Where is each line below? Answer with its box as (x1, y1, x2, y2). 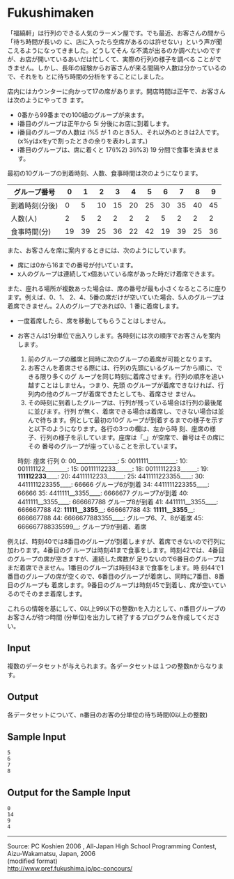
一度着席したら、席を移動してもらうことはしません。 (17, 316, 170, 325)
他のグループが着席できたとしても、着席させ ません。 (46, 389, 200, 398)
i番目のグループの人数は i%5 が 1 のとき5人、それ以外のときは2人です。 (17, 127, 223, 137)
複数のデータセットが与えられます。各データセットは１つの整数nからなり (7, 662, 218, 670)
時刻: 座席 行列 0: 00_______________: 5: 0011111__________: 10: (17, 456, 188, 465)
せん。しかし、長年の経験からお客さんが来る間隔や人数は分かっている (19, 63, 221, 72)
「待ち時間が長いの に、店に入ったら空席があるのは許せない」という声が (7, 37, 217, 46)
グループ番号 (13, 187, 56, 196)
